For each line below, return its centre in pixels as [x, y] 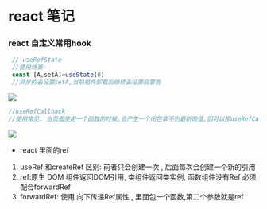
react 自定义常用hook [50, 43]
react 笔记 [42, 16]
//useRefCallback [37, 111]
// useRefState [37, 60]
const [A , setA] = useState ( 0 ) [58, 75]
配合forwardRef [45, 187]
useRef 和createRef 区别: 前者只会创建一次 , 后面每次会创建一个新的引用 [137, 167]
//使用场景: [29, 68]
